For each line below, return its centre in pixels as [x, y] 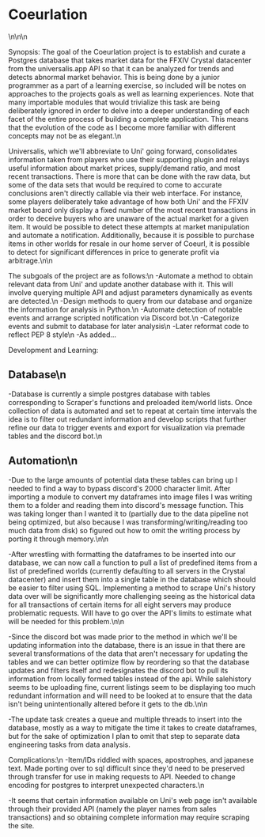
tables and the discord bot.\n [55, 436]
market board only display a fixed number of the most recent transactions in [132, 210]
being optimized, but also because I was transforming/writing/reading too [128, 522]
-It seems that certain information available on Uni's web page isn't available [133, 800]
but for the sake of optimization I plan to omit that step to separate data [124, 736]
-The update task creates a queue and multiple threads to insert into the [125, 719]
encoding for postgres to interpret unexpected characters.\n [106, 785]
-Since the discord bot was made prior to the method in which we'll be [123, 636]
